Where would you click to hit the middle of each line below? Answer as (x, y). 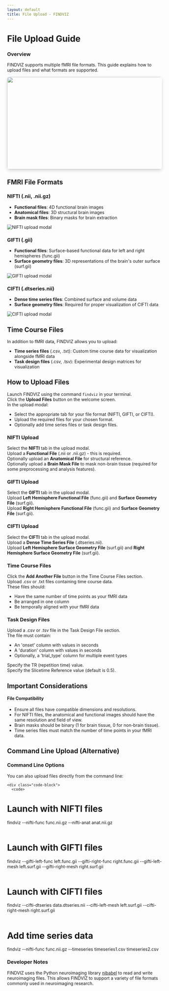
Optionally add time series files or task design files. (66, 425)
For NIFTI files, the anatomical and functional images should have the (84, 714)
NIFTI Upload (23, 437)
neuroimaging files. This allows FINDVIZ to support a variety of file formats (83, 978)
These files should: (26, 587)
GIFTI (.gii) (20, 240)
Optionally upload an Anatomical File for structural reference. (70, 459)
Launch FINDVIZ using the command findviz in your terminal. (70, 394)
